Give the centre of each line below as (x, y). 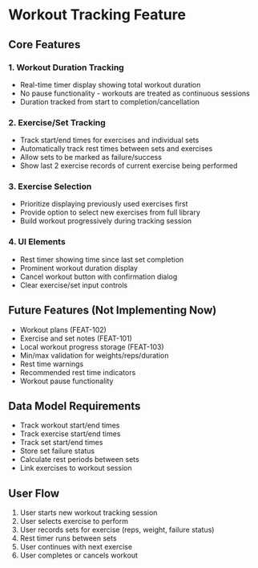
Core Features (44, 45)
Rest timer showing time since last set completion (102, 259)
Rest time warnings (52, 364)
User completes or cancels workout (79, 555)
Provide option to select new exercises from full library (110, 212)
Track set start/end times (61, 443)
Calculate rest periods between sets (79, 460)
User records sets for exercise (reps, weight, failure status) (117, 530)
